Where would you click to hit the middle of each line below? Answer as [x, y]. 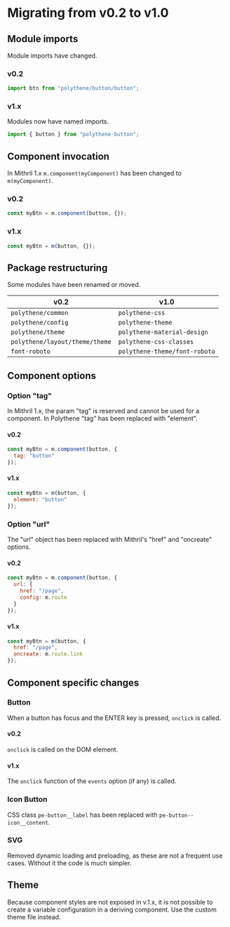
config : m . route [44, 597]
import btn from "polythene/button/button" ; [73, 88]
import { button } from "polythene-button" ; [73, 135]
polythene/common [40, 313]
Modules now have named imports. [58, 121]
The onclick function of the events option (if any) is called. [92, 781]
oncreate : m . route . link [48, 654]
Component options [52, 376]
